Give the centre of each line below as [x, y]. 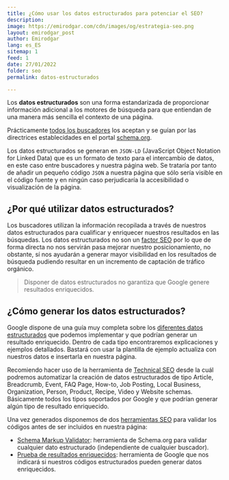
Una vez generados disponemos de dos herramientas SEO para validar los [112, 419]
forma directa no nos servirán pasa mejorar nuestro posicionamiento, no [109, 247]
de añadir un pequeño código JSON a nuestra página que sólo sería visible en [115, 173]
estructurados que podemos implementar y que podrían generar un [102, 335]
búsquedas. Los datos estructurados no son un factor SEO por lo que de [109, 240]
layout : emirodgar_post [41, 33]
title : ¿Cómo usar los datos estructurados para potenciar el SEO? [105, 13]
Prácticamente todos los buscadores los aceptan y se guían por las [102, 130]
